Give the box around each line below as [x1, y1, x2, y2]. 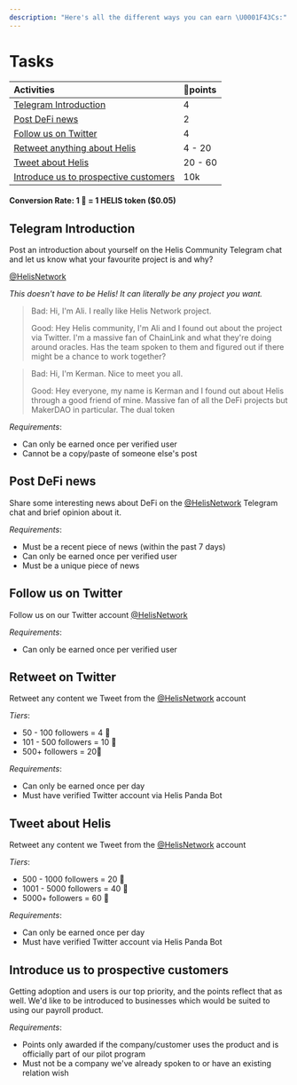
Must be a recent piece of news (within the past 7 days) [21, 541, 226, 551]
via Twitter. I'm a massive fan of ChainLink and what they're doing [30, 332, 272, 343]
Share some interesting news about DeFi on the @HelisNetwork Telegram [9, 497, 278, 508]
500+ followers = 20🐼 [21, 747, 102, 757]
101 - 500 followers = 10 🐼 [21, 737, 117, 748]
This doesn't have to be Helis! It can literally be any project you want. [9, 288, 263, 298]
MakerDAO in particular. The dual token [30, 404, 176, 415]
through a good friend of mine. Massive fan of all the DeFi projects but [30, 394, 288, 405]
